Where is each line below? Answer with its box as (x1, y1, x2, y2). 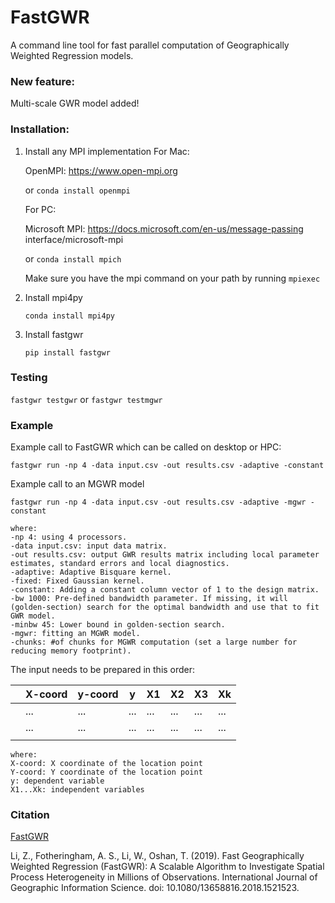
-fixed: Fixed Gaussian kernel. (10, 576, 145, 586)
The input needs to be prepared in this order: (10, 664, 196, 676)
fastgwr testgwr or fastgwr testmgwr (10, 393, 163, 405)
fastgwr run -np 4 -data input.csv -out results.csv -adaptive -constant (10, 461, 325, 471)
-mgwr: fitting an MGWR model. (10, 629, 141, 639)
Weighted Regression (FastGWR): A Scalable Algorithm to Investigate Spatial (10, 861, 325, 873)
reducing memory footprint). (10, 646, 132, 656)
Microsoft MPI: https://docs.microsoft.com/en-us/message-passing (24, 222, 304, 235)
